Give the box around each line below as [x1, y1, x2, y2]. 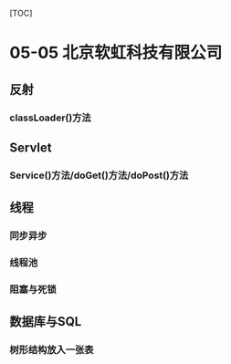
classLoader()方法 [9, 111, 91, 124]
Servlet [9, 140, 52, 155]
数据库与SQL [9, 314, 82, 329]
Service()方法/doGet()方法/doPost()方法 [9, 169, 189, 182]
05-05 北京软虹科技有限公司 [9, 43, 223, 63]
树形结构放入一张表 [9, 344, 94, 357]
